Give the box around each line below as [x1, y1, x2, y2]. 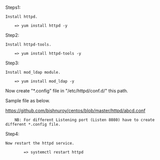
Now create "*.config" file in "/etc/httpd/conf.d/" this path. [5, 88, 128, 94]
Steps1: [5, 5, 21, 10]
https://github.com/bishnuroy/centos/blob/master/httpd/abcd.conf [5, 107, 146, 113]
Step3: [5, 60, 19, 66]
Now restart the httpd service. [5, 141, 74, 146]
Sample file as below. [5, 98, 50, 104]
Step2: [5, 32, 19, 38]
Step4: [5, 131, 19, 137]
